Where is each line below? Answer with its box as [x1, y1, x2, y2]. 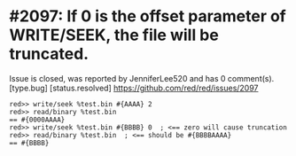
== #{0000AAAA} [9, 115, 66, 124]
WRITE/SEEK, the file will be [9, 25, 219, 45]
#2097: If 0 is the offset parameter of [9, 6, 286, 27]
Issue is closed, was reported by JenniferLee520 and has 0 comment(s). [9, 73, 275, 83]
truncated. [9, 44, 90, 64]
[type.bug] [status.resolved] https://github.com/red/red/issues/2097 [9, 82, 259, 93]
